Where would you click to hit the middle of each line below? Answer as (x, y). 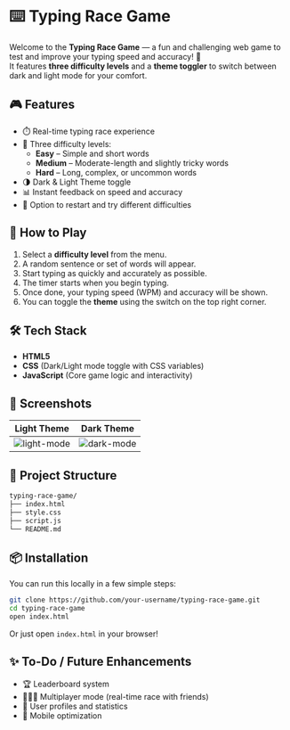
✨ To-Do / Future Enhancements (101, 662)
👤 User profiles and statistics (75, 706)
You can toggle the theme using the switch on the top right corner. (144, 301)
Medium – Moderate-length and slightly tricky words (132, 163)
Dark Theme (108, 429)
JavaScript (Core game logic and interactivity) (107, 375)
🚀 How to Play (48, 233)
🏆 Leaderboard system (65, 684)
